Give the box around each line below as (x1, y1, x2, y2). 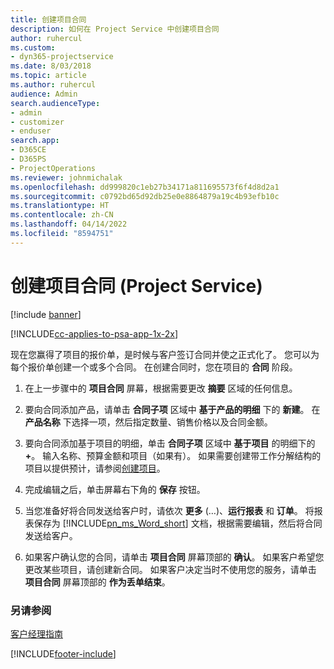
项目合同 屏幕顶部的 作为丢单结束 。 (24, 576, 171, 588)
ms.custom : (10, 42, 56, 53)
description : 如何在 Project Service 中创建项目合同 (10, 24, 220, 34)
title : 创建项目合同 (10, 14, 87, 25)
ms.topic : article (10, 71, 87, 81)
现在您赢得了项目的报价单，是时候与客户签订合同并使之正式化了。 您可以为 (10, 348, 320, 360)
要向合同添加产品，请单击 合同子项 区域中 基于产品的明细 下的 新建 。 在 (24, 403, 321, 415)
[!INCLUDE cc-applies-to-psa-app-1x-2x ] (10, 327, 179, 340)
